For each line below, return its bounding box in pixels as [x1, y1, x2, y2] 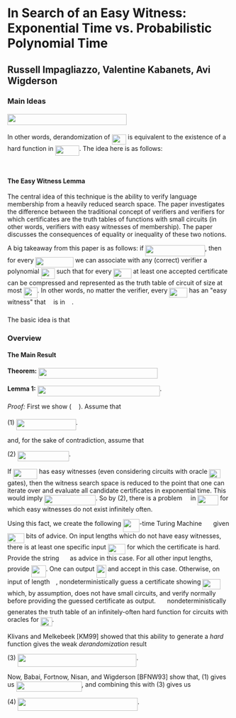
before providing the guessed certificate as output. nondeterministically [7, 596, 227, 605]
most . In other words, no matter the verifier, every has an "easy [7, 286, 227, 295]
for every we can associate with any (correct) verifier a [7, 255, 208, 264]
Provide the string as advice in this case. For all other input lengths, [7, 554, 213, 562]
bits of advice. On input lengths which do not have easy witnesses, [26, 532, 222, 540]
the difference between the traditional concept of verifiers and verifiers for [7, 208, 225, 216]
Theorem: [7, 366, 38, 375]
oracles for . [7, 615, 55, 623]
